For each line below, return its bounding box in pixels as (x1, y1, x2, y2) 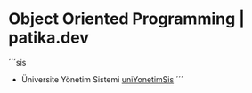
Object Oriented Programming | (8, 9, 246, 29)
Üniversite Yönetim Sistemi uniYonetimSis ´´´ (20, 74, 184, 84)
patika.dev (8, 27, 90, 48)
